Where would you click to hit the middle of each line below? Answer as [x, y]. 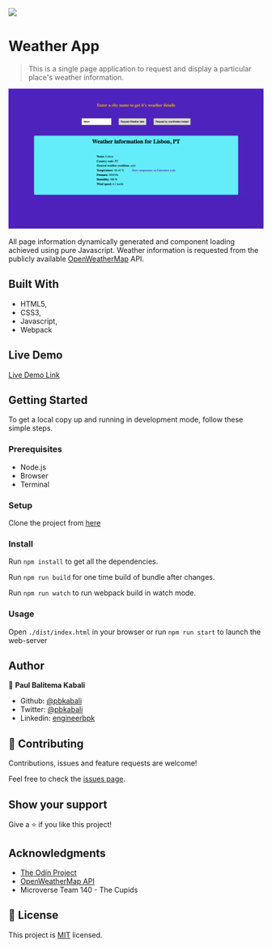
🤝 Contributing [46, 743]
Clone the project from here [55, 523]
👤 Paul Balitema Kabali [47, 685]
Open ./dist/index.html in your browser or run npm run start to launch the [135, 632]
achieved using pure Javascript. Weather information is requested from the [134, 251]
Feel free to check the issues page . [67, 779]
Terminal [35, 484]
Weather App [54, 47]
